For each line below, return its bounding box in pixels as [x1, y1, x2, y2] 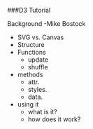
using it [17, 100, 39, 108]
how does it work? [27, 115, 81, 123]
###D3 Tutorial [7, 6, 51, 14]
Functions [17, 48, 47, 56]
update [27, 55, 49, 64]
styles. [27, 86, 48, 93]
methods [17, 70, 43, 79]
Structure [17, 41, 45, 48]
